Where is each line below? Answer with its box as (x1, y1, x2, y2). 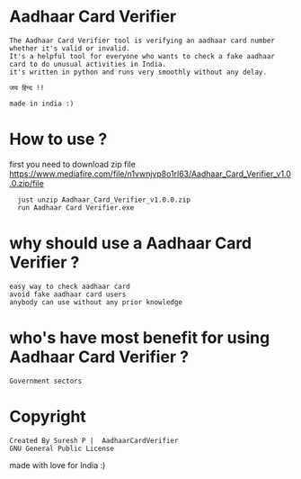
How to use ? (9, 129, 108, 149)
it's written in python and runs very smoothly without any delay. (9, 68, 268, 77)
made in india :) (9, 99, 75, 108)
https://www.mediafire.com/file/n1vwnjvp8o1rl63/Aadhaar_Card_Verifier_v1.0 (9, 168, 292, 179)
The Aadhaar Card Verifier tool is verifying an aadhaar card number (9, 36, 276, 45)
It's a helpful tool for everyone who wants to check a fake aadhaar (9, 51, 276, 60)
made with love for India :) (9, 459, 106, 470)
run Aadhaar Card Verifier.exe (17, 203, 135, 212)
